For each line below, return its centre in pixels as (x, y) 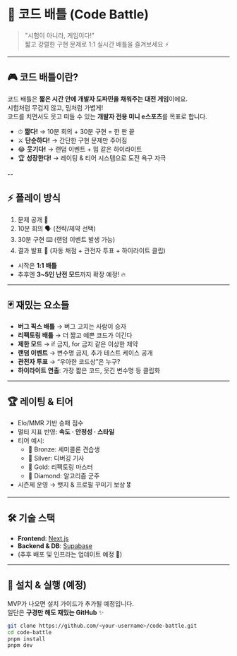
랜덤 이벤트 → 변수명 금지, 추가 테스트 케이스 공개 (85, 353)
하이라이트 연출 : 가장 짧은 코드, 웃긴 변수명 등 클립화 (89, 370)
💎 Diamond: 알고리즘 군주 (64, 476)
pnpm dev (20, 645)
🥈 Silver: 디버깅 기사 (56, 458)
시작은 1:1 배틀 (37, 265)
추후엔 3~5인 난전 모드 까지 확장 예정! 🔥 (72, 274)
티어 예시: (31, 441)
